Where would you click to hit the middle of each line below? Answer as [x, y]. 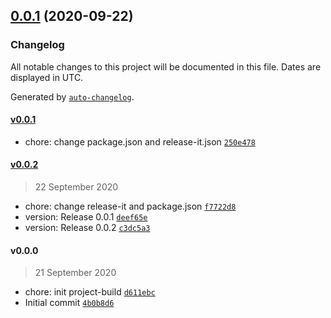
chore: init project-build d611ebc [90, 292]
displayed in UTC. [47, 77]
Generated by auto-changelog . [72, 96]
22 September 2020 [76, 187]
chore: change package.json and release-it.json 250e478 [140, 141]
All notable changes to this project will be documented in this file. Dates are [166, 66]
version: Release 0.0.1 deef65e [86, 217]
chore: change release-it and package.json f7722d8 [130, 206]
